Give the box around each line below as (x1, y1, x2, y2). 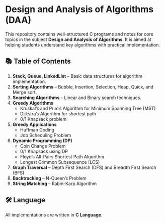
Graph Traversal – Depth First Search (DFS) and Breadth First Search (12, 164, 156, 170)
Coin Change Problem (20, 143, 66, 149)
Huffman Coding (20, 126, 54, 132)
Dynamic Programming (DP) (12, 138, 72, 144)
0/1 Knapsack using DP (20, 148, 68, 154)
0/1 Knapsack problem (20, 116, 67, 122)
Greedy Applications (12, 121, 57, 127)
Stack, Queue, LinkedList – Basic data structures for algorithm (12, 73, 142, 79)
